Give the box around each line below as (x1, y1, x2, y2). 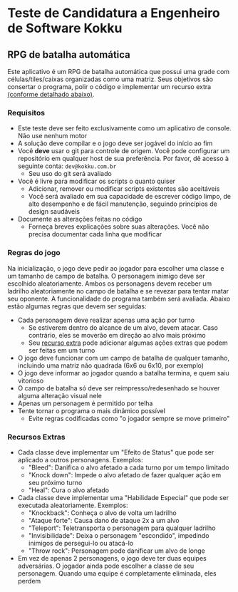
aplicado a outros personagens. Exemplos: (17, 455, 143, 464)
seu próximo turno (28, 478, 83, 487)
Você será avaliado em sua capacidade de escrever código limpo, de (28, 192, 232, 201)
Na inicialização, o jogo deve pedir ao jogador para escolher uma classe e (7, 264, 224, 272)
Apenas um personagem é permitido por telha (17, 399, 153, 407)
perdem (17, 576, 41, 585)
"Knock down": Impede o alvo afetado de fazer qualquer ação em (28, 470, 222, 479)
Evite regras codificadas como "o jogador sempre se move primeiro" (28, 414, 230, 422)
